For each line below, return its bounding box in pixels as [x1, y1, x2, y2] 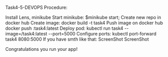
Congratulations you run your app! [5, 46, 78, 52]
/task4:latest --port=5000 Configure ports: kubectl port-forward [21, 31, 157, 36]
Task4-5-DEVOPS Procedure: [5, 5, 68, 10]
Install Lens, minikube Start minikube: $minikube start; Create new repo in [5, 14, 161, 20]
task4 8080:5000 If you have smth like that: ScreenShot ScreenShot [5, 36, 150, 42]
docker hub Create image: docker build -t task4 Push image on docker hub [5, 20, 163, 26]
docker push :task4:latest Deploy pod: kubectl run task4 [5, 25, 124, 31]
